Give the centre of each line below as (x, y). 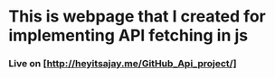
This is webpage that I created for (137, 17)
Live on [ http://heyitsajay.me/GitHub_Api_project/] (123, 64)
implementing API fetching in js (128, 35)
